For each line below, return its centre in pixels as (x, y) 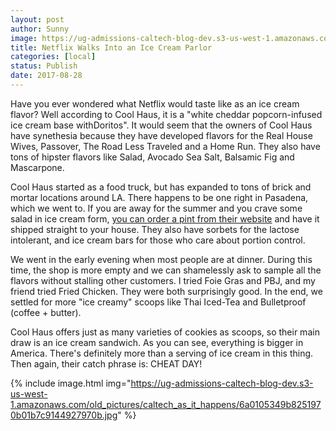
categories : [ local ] (53, 57)
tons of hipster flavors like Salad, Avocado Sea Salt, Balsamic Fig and (152, 157)
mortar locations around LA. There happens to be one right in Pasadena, (159, 197)
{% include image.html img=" (71, 383)
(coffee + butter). (46, 312)
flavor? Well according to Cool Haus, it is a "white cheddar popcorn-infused (166, 114)
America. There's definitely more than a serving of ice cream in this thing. (162, 353)
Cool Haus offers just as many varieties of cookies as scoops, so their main (165, 332)
